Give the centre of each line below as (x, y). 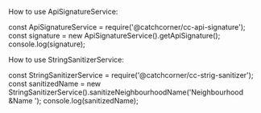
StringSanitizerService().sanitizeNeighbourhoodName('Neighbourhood (126, 92)
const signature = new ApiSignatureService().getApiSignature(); (114, 36)
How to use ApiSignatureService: (63, 12)
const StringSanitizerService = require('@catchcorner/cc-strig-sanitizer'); (131, 75)
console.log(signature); (47, 44)
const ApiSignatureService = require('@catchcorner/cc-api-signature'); (127, 27)
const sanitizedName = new (55, 84)
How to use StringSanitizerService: (66, 60)
